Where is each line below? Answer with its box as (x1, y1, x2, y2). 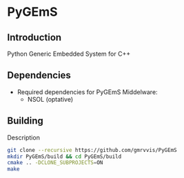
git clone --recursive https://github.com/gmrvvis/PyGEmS (7, 146, 177, 153)
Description (7, 133, 40, 142)
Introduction (7, 32, 62, 43)
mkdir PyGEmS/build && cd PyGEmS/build (7, 153, 122, 160)
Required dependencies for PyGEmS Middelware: (17, 87, 158, 96)
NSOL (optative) (27, 95, 74, 103)
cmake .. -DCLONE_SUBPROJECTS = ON (7, 159, 103, 166)
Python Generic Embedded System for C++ (7, 49, 131, 58)
